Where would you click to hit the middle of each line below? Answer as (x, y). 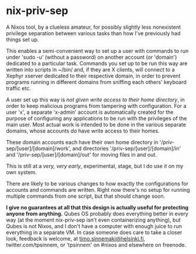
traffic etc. (18, 88)
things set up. (23, 39)
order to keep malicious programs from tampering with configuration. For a (96, 106)
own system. (21, 172)
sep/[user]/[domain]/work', (39, 148)
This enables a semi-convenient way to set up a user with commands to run (97, 50)
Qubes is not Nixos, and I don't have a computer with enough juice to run (94, 226)
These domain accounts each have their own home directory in (82, 142)
